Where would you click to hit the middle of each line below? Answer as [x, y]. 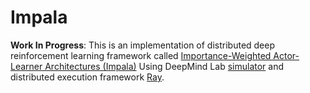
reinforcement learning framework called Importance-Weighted [141, 55]
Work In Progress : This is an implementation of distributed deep [143, 45]
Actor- [286, 55]
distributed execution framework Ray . [87, 77]
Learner [26, 66]
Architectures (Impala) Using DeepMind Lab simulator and [164, 66]
